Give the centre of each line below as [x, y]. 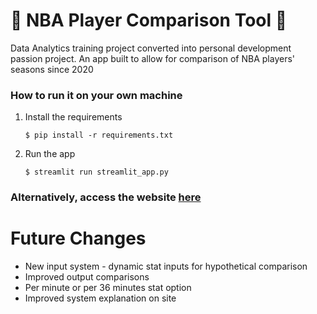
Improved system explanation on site [100, 298]
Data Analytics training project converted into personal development [151, 48]
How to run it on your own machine [96, 95]
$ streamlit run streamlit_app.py [96, 172]
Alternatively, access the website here [106, 197]
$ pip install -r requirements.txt [99, 135]
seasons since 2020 [52, 69]
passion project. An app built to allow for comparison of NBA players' [153, 58]
